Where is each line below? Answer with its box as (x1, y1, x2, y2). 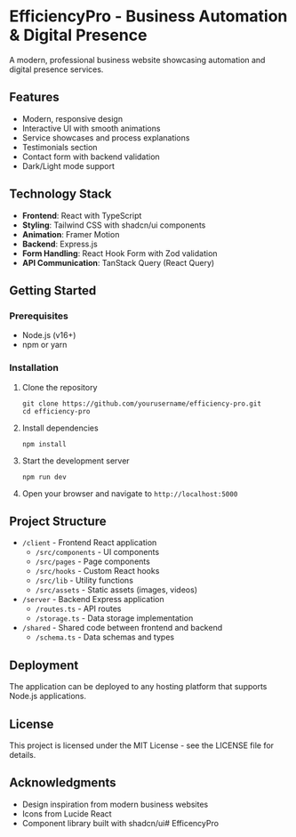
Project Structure (9, 513, 107, 528)
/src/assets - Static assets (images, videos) (35, 584, 198, 595)
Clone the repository (21, 382, 98, 392)
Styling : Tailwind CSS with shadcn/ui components (21, 220, 206, 230)
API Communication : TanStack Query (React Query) (21, 257, 215, 268)
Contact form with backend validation (21, 151, 160, 162)
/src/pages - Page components (35, 556, 151, 567)
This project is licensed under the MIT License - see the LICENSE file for (9, 740, 274, 751)
